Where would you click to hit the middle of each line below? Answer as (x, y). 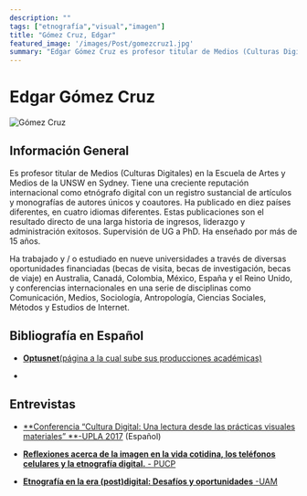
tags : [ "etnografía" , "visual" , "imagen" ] (88, 26)
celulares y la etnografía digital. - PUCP (99, 463)
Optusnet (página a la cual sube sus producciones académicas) (142, 358)
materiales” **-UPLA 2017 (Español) (92, 436)
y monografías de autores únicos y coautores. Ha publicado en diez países (150, 202)
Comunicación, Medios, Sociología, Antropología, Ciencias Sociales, (138, 297)
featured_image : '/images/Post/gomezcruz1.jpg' (102, 43)
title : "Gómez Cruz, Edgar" (63, 35)
